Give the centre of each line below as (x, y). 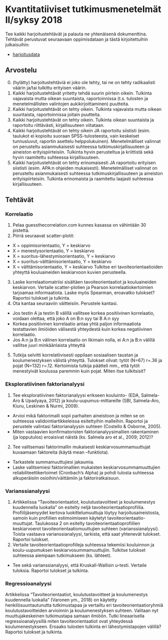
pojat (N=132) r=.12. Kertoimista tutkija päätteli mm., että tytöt (76, 366)
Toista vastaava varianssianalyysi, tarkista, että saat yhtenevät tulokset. (87, 534)
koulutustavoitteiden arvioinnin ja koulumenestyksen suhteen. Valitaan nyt (82, 611)
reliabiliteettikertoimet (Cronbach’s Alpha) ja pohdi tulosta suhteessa (83, 472)
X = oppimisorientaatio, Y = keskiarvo (51, 246)
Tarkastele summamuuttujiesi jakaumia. (53, 462)
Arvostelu (21, 70)
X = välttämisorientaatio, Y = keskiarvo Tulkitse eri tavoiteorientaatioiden (88, 267)
